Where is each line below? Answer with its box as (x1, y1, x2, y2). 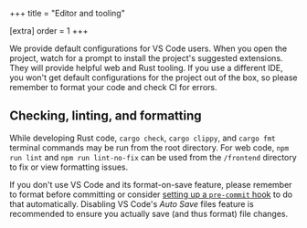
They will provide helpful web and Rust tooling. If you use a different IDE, (9, 63, 283, 73)
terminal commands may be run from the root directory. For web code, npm (9, 141, 290, 153)
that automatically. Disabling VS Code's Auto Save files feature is (9, 198, 254, 209)
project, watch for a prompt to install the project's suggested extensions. (9, 53, 283, 63)
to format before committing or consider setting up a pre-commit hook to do (9, 189, 293, 200)
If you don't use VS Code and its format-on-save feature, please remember (9, 179, 292, 190)
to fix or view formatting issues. (9, 161, 129, 172)
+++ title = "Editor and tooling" (9, 8, 125, 18)
